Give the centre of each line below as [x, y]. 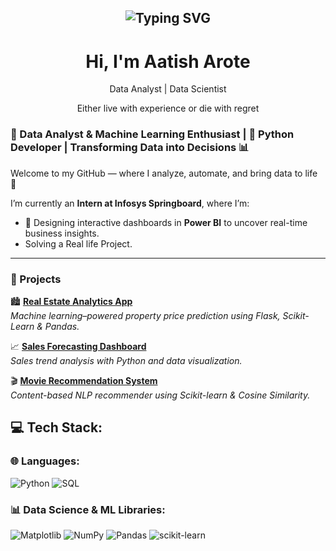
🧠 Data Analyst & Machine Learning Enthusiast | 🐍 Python [152, 134]
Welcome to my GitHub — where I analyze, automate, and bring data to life [164, 173]
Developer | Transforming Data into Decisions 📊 [130, 148]
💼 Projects [36, 279]
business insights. [62, 233]
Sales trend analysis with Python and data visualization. [126, 360]
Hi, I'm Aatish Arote [168, 61]
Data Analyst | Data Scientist [168, 89]
